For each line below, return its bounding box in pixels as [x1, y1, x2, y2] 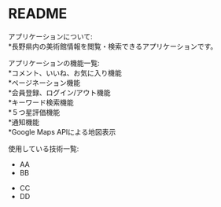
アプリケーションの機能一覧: [8, 58, 100, 68]
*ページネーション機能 [8, 78, 81, 87]
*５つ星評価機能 [8, 107, 61, 116]
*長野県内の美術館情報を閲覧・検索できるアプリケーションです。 [8, 41, 218, 51]
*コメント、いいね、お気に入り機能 [8, 68, 122, 77]
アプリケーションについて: [8, 31, 93, 41]
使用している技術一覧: [8, 143, 79, 153]
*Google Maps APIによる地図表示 [8, 127, 116, 136]
